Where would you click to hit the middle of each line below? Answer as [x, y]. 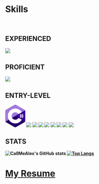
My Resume [30, 174]
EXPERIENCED [28, 39]
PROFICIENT [25, 67]
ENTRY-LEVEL [28, 95]
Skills [17, 9]
